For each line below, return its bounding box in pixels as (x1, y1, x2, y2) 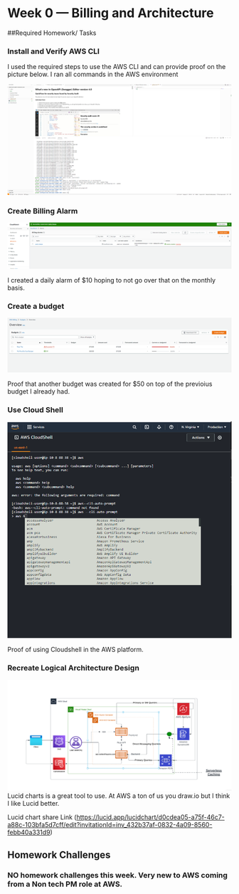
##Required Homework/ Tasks (7, 28, 97, 37)
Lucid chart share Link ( (7, 813, 77, 821)
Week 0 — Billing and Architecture (7, 5, 214, 21)
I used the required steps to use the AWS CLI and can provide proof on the (7, 63, 226, 71)
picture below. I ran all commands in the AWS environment (7, 70, 179, 79)
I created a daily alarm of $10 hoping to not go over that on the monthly (7, 275, 216, 284)
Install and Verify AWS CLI (7, 46, 100, 56)
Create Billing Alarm (7, 206, 78, 216)
